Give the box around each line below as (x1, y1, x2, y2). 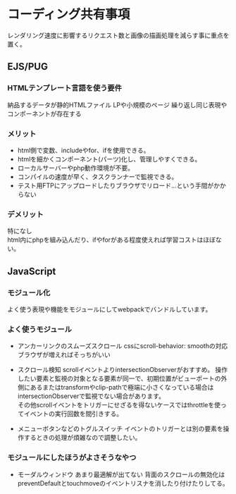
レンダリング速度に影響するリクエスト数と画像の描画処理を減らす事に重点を (7, 31, 230, 39)
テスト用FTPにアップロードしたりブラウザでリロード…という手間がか (17, 181, 221, 190)
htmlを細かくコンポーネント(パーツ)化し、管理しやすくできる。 (17, 154, 201, 163)
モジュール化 (7, 288, 51, 297)
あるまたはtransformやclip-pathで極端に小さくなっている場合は (30, 383, 214, 392)
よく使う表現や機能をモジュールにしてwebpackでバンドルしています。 (7, 304, 212, 314)
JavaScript (7, 265, 56, 277)
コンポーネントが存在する (7, 109, 82, 118)
